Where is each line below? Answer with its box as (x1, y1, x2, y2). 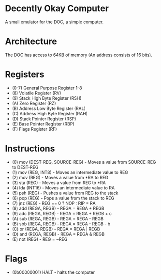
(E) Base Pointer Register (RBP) (12, 121, 75, 126)
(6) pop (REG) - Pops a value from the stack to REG (12, 195, 115, 201)
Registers (5, 69, 44, 80)
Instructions (5, 143, 55, 154)
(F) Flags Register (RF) (12, 126, 57, 132)
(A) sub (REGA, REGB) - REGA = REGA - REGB (12, 216, 104, 221)
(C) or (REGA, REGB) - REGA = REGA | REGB (12, 226, 100, 232)
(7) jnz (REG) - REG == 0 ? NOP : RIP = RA (12, 200, 96, 206)
